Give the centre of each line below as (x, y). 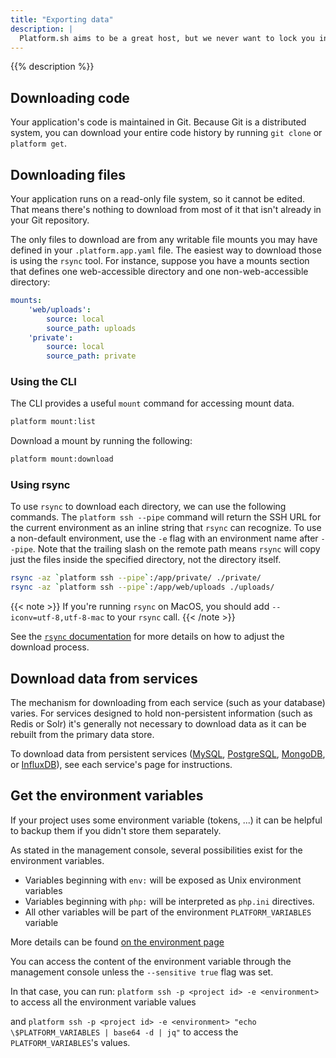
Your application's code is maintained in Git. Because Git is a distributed (158, 122)
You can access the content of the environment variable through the (151, 961)
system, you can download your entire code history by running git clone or (166, 133)
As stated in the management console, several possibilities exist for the (156, 850)
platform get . (38, 143)
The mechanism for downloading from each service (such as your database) (168, 703)
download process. (50, 647)
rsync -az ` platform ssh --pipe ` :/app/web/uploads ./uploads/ (142, 587)
